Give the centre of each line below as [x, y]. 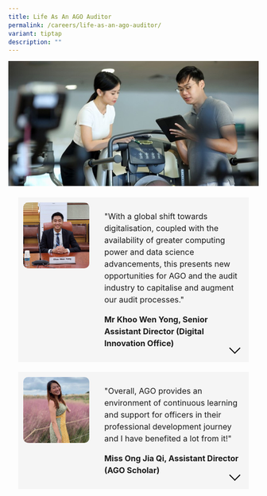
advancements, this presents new [167, 264]
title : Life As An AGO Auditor [60, 17]
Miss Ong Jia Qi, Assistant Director [172, 459]
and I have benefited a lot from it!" [168, 439]
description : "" [35, 42]
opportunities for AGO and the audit [171, 276]
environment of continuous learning [171, 403]
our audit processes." [144, 300]
